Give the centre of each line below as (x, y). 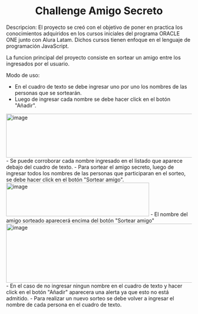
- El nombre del (169, 214)
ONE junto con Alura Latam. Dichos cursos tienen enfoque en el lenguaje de (98, 40)
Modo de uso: (23, 75)
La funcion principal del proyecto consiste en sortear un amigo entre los (93, 57)
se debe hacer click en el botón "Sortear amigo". (65, 179)
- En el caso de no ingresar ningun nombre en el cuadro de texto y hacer (94, 286)
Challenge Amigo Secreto (99, 11)
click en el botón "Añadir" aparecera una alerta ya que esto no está (88, 292)
